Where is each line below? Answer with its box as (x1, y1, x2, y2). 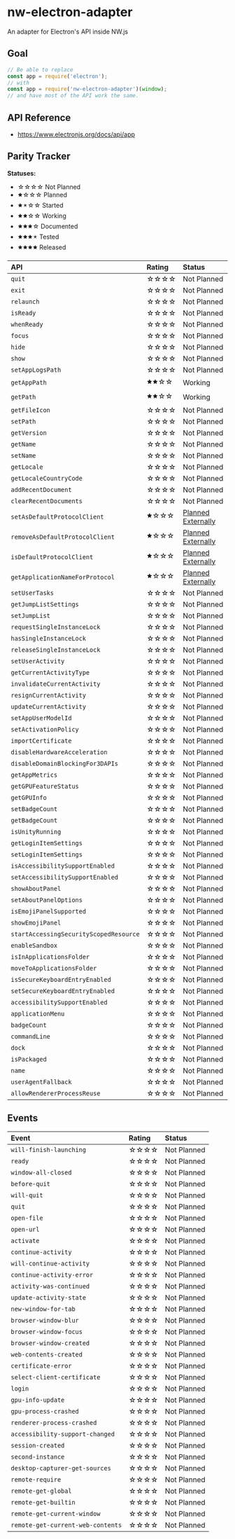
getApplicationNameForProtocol (10, 573, 115, 581)
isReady (10, 309, 36, 317)
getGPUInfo (10, 794, 47, 801)
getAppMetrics (10, 771, 58, 779)
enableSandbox (10, 941, 58, 949)
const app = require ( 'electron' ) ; (7, 73, 108, 80)
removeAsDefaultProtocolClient (10, 533, 115, 541)
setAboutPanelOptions (10, 896, 83, 904)
